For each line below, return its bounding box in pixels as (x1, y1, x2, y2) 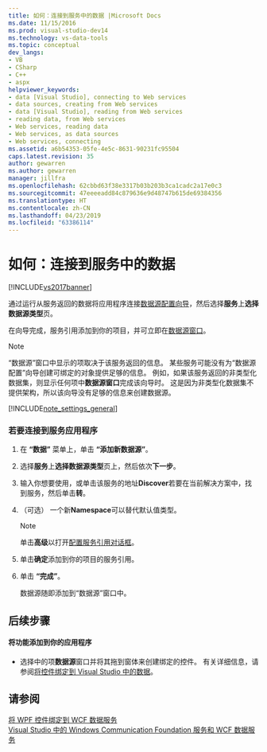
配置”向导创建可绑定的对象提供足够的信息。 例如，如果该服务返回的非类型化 (8, 368, 257, 378)
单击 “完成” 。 (19, 571, 65, 581)
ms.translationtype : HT (8, 197, 87, 205)
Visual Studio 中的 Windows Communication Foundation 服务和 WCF (8, 725, 233, 734)
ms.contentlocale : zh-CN (8, 204, 91, 212)
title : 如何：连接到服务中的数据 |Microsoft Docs (8, 11, 161, 20)
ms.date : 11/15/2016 (8, 19, 77, 27)
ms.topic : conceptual (8, 41, 80, 49)
